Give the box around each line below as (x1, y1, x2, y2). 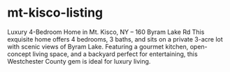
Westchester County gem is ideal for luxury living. (7, 57, 151, 65)
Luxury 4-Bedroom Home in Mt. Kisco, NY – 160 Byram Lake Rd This (7, 28, 205, 36)
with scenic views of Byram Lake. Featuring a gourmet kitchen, (7, 42, 189, 51)
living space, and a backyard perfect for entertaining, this (32, 50, 198, 58)
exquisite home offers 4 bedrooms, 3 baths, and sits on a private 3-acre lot (7, 35, 224, 43)
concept (7, 50, 31, 58)
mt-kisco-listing (7, 5, 103, 21)
